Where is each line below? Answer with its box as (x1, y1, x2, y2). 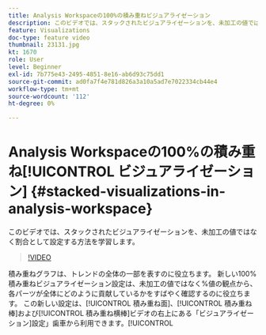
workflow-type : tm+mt (8, 85, 80, 93)
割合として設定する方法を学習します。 (14, 237, 140, 247)
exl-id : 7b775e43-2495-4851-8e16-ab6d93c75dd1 (8, 70, 165, 78)
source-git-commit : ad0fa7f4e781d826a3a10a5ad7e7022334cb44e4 (8, 77, 218, 85)
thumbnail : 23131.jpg (8, 41, 80, 49)
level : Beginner (8, 63, 62, 71)
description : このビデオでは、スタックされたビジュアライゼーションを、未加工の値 (8, 19, 249, 27)
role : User (8, 56, 44, 64)
